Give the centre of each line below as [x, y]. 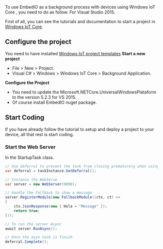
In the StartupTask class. [30, 157]
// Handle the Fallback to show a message [49, 193]
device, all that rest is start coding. [40, 134]
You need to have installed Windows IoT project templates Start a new [75, 53]
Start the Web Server [30, 147]
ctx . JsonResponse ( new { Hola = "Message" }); [61, 206]
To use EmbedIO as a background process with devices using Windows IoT [80, 7]
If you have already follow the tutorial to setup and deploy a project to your [80, 129]
